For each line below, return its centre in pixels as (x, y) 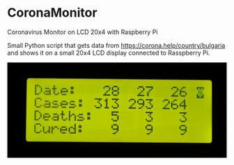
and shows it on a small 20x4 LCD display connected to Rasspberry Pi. (109, 53)
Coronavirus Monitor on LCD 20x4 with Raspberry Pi (83, 32)
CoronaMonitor (52, 13)
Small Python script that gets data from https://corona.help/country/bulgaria (116, 45)
